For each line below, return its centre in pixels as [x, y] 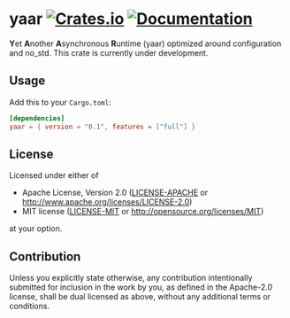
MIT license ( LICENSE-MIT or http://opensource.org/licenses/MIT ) [143, 212]
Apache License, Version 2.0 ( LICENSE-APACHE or [115, 193]
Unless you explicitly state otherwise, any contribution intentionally [131, 278]
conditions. [30, 306]
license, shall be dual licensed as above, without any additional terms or [140, 297]
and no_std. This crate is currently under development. [109, 52]
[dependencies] [37, 118]
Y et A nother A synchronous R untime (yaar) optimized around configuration [145, 43]
